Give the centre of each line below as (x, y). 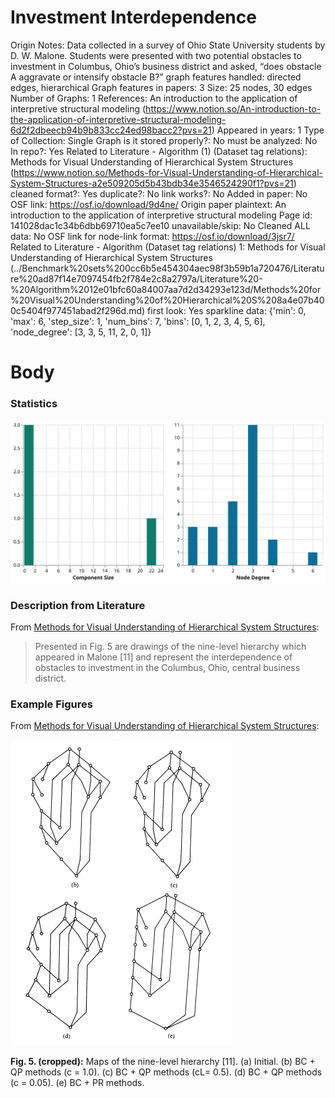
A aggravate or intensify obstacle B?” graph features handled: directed (156, 77)
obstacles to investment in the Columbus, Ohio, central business (167, 668)
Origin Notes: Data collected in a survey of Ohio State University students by (168, 45)
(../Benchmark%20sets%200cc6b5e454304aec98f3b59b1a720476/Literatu (167, 268)
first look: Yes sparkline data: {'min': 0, (227, 310)
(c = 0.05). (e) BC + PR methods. (77, 1083)
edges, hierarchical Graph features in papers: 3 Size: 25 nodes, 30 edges (161, 87)
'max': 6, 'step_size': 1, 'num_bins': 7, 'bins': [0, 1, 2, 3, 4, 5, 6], (138, 321)
